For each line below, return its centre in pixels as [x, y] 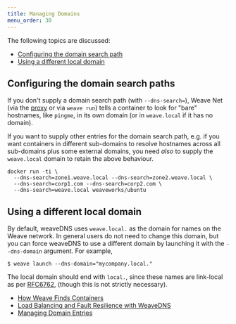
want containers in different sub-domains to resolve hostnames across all [114, 144]
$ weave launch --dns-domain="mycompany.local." [80, 264]
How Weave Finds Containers [61, 298]
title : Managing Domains [44, 14]
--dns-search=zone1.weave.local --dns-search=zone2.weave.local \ [113, 178]
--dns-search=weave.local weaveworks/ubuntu [80, 190]
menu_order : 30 [30, 20]
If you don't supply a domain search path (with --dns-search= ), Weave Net [115, 101]
